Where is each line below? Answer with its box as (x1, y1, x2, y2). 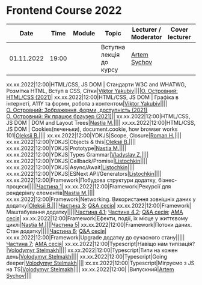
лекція (101, 50, 120, 59)
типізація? (169, 240, 195, 247)
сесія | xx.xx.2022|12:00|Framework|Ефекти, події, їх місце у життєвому (6, 214, 188, 222)
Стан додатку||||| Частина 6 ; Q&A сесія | (6, 227, 107, 235)
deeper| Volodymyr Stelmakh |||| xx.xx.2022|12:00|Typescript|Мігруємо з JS (6, 259, 195, 266)
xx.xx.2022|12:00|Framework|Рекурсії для (65, 182, 171, 190)
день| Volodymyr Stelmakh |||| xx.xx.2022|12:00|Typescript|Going (6, 253, 167, 260)
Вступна (101, 43, 126, 51)
